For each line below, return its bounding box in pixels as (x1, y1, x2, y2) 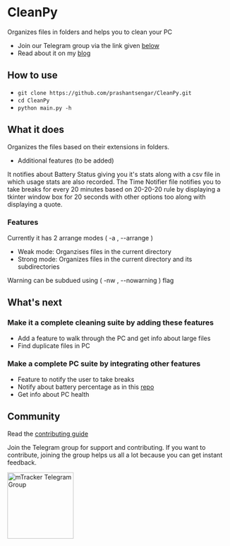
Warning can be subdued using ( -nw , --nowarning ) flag (7, 276, 174, 284)
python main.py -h (17, 104, 72, 112)
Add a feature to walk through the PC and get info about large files (17, 334, 211, 342)
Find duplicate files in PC (17, 341, 90, 350)
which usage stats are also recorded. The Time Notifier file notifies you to (7, 178, 221, 186)
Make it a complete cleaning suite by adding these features (7, 318, 214, 327)
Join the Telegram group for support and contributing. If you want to (7, 443, 206, 451)
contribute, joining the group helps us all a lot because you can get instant (7, 451, 223, 459)
